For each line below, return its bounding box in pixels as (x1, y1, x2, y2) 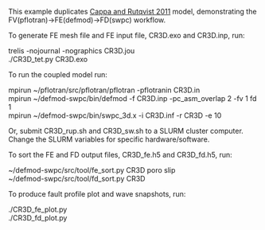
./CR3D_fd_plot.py (8, 213, 68, 222)
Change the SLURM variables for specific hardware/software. (8, 134, 210, 144)
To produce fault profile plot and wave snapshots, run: (8, 189, 186, 198)
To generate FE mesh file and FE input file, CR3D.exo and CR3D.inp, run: (8, 31, 245, 40)
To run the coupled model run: (8, 70, 107, 79)
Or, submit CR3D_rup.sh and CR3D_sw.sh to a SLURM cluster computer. (8, 127, 244, 135)
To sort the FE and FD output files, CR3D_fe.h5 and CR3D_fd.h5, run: (8, 150, 232, 159)
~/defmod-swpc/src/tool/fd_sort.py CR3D (8, 174, 146, 183)
